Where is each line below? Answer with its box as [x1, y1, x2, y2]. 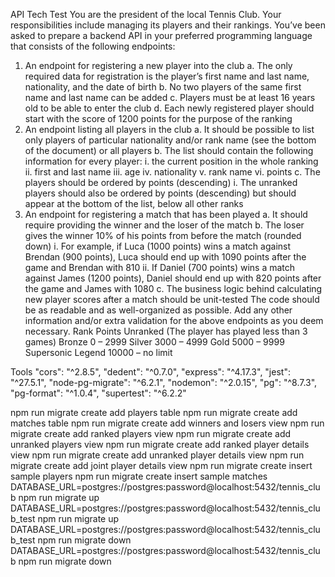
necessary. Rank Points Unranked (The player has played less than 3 [24, 325, 308, 337]
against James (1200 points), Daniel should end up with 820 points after [24, 272, 322, 284]
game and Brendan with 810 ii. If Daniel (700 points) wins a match [24, 262, 296, 273]
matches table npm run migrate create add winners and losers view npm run [10, 417, 325, 429]
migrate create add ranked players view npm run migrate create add [10, 428, 292, 439]
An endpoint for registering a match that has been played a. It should [24, 209, 308, 220]
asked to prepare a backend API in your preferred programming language [10, 30, 313, 41]
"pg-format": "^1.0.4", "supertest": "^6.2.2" [10, 387, 187, 399]
